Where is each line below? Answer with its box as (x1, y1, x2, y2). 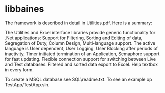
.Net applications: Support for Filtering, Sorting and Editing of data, (5, 35, 143, 41)
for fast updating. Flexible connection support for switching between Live (5, 56, 156, 62)
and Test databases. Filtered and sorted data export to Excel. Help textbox (5, 61, 158, 67)
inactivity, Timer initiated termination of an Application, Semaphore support (5, 51, 160, 57)
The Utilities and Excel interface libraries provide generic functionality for (5, 29, 156, 35)
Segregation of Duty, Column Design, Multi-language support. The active (5, 40, 156, 46)
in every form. (5, 66, 34, 73)
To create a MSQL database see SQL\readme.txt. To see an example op (5, 76, 152, 82)
